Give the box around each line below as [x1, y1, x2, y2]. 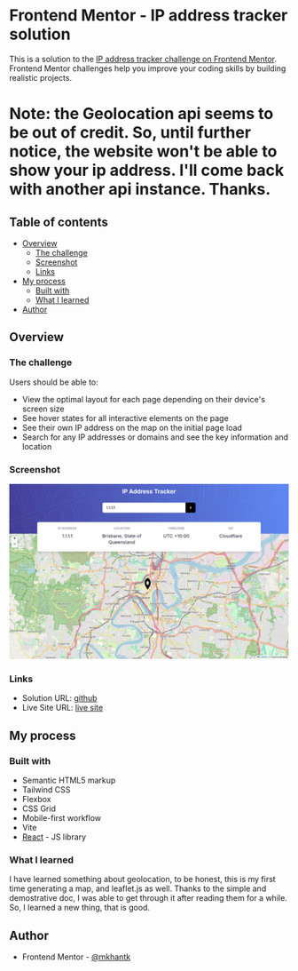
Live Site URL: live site [21, 703, 104, 713]
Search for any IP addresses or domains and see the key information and [21, 432, 289, 442]
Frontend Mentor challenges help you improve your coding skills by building [9, 63, 286, 74]
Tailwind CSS [21, 784, 71, 795]
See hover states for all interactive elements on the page [21, 412, 229, 423]
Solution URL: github [21, 693, 98, 704]
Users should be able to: [9, 377, 99, 387]
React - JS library [21, 832, 87, 842]
